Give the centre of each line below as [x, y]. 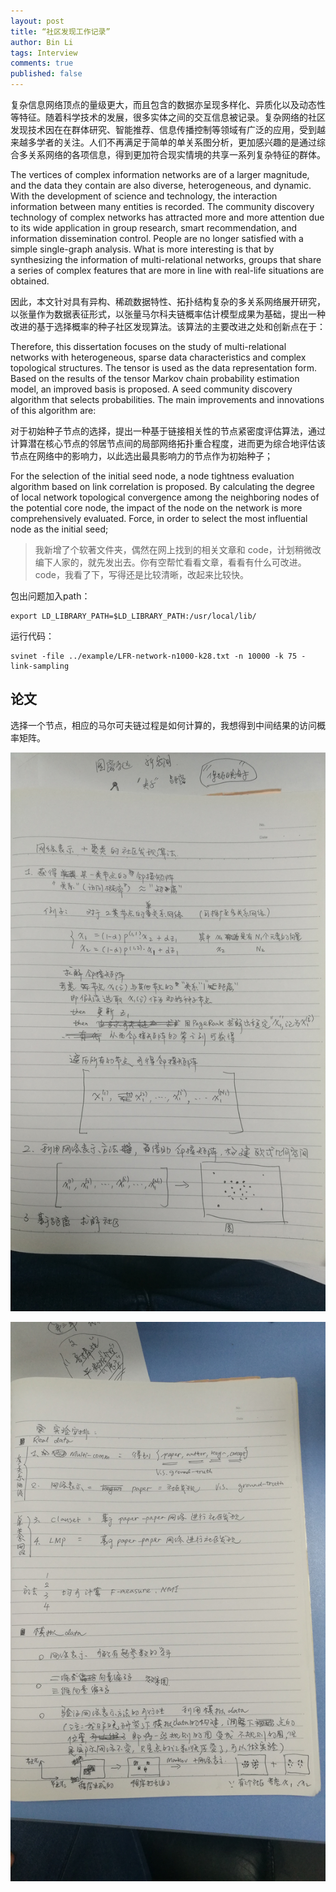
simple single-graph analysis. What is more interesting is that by [142, 249]
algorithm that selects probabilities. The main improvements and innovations [167, 399]
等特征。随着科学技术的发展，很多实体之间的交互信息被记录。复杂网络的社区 [168, 117]
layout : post [37, 21]
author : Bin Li [42, 42]
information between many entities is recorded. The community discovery [162, 206]
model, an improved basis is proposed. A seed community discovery [151, 389]
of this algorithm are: [53, 410]
